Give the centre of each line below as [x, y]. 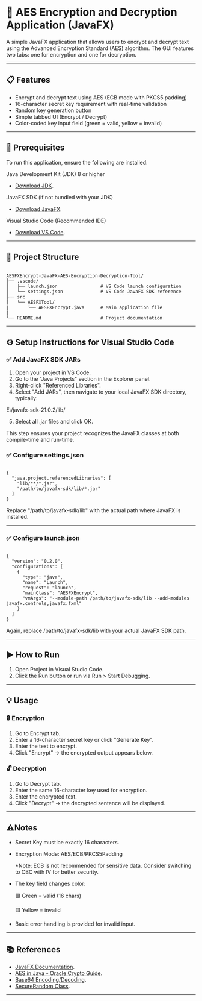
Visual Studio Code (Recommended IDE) [56, 221]
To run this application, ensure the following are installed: [77, 162]
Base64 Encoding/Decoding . [50, 980]
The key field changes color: [50, 884]
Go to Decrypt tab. [38, 784]
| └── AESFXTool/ [31, 303]
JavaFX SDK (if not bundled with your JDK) [60, 197]
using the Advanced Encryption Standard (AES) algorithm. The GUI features [100, 48]
